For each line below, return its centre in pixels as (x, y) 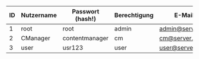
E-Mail (184, 15)
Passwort (86, 11)
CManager (36, 38)
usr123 (73, 48)
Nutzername (39, 15)
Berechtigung (134, 15)
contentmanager (86, 38)
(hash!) (86, 19)
